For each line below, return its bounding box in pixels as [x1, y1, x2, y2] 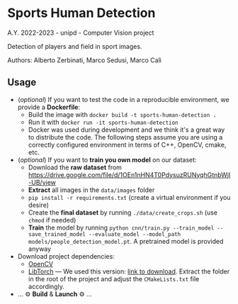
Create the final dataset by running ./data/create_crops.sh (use [28, 208, 218, 217]
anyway [28, 244, 52, 253]
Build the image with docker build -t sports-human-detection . [28, 110, 217, 118]
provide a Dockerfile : [17, 103, 80, 111]
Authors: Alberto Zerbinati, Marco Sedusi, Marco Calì [7, 55, 161, 64]
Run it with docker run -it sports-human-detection [28, 118, 178, 126]
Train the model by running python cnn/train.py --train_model [28, 223, 215, 232]
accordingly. [28, 282, 65, 291]
